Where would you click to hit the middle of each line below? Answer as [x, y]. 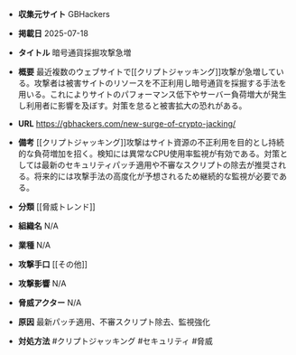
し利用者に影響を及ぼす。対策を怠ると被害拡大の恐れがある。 [132, 106]
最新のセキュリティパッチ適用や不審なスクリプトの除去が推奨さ [160, 165]
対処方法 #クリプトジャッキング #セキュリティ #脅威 [116, 341]
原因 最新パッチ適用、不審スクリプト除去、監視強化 [114, 322]
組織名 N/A [38, 226]
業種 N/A [34, 245]
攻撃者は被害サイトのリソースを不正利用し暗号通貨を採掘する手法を [160, 83]
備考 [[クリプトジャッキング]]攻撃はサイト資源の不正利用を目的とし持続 [151, 142]
